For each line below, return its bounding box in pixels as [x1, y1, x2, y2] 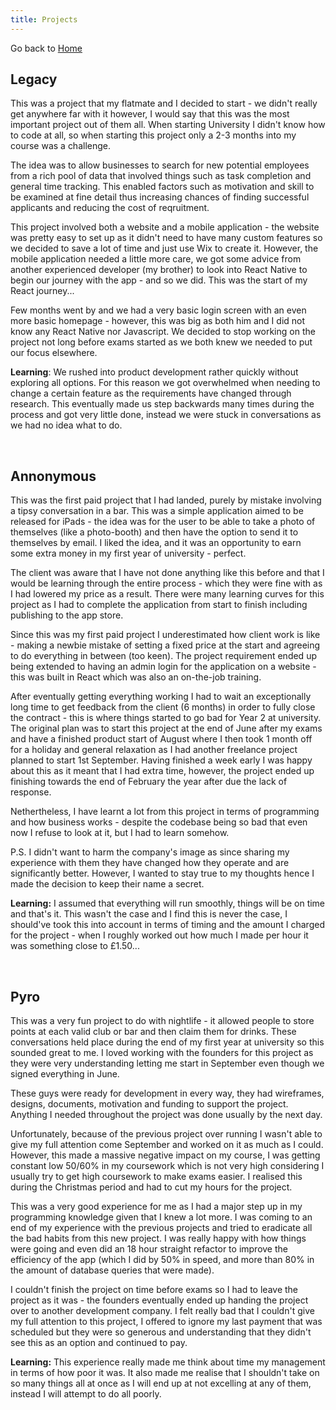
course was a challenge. [10, 140, 112, 152]
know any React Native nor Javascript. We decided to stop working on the [10, 326, 316, 338]
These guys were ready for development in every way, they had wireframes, [10, 1087, 325, 1100]
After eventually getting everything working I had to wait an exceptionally [10, 691, 312, 703]
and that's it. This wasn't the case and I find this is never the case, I [10, 908, 288, 920]
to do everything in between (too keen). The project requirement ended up [10, 650, 317, 662]
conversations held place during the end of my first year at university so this [10, 1036, 325, 1048]
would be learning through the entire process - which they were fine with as [10, 577, 323, 590]
